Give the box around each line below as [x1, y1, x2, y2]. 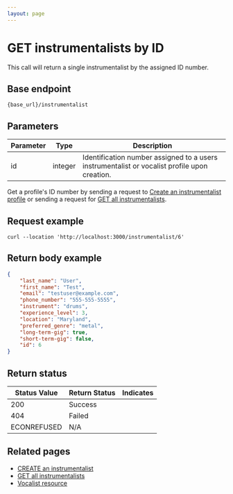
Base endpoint [7, 83, 71, 94]
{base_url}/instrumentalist [7, 101, 89, 108]
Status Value [15, 388, 58, 398]
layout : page [7, 10, 45, 17]
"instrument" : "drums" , [19, 303, 89, 310]
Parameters [7, 120, 59, 132]
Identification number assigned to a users [82, 153, 218, 162]
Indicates [122, 388, 154, 398]
